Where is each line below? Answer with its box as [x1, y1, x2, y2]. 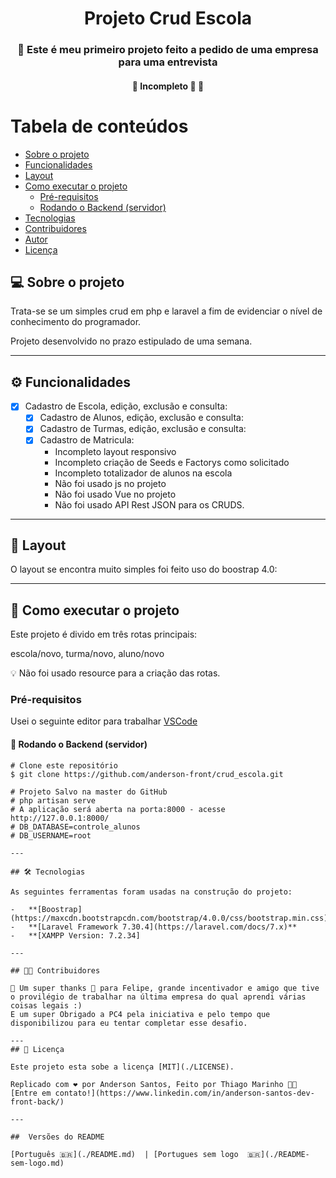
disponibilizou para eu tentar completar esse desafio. [10, 1018, 248, 1028]
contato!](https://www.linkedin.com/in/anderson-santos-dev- [54, 1088, 315, 1098]
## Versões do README [10, 1132, 105, 1142]
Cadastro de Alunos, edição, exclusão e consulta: [39, 412, 244, 424]
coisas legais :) [10, 1000, 83, 1011]
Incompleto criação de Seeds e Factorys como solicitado [54, 456, 290, 468]
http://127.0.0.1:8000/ [10, 813, 110, 823]
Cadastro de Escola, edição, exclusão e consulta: [24, 400, 228, 412]
